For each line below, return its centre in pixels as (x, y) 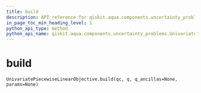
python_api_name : (28, 34)
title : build (22, 12)
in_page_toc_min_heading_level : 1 (49, 23)
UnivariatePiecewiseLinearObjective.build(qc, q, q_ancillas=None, (92, 79)
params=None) (22, 85)
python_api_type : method (37, 28)
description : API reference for (46, 17)
